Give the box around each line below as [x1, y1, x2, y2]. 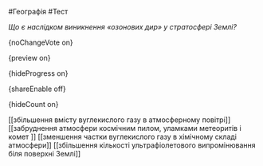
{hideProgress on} [8, 69, 69, 78]
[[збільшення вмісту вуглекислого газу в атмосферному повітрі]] [8, 115, 231, 125]
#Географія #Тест [8, 7, 69, 16]
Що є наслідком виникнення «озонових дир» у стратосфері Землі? [8, 22, 237, 31]
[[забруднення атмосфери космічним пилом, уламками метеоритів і [8, 124, 241, 132]
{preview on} [8, 53, 51, 62]
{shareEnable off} [8, 84, 66, 93]
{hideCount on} [8, 100, 59, 109]
